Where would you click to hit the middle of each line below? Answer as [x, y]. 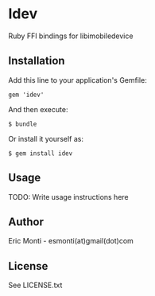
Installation [37, 61]
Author [26, 222]
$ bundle [23, 124]
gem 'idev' [26, 95]
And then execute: [38, 109]
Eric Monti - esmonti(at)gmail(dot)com [71, 241]
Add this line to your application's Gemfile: [77, 80]
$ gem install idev [41, 153]
